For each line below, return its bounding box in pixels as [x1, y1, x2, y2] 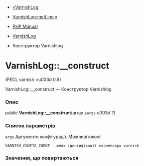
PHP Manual [12, 23, 38, 29]
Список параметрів [5, 122, 56, 129]
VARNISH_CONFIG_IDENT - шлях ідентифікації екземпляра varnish [5, 143, 140, 148]
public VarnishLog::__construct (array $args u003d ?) [5, 110, 116, 116]
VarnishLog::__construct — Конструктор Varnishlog [5, 86, 112, 92]
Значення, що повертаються [5, 155, 79, 162]
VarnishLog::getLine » [12, 14, 58, 19]
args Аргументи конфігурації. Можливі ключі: [5, 134, 102, 140]
